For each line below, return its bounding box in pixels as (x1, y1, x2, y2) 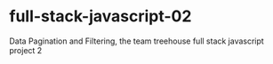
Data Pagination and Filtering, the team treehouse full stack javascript (9, 36, 264, 46)
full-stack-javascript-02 (9, 6, 192, 27)
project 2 (9, 44, 43, 55)
